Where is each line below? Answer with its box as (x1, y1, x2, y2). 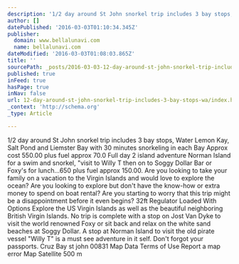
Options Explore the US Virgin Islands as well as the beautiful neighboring (7, 204, 223, 213)
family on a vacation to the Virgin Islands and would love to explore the (7, 173, 215, 182)
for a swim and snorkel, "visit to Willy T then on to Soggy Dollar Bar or (7, 158, 212, 167)
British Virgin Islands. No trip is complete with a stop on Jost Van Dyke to (7, 211, 221, 220)
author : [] (7, 17, 40, 24)
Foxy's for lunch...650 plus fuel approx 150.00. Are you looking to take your (7, 166, 228, 175)
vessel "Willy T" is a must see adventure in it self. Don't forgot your (7, 234, 204, 243)
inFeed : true (7, 76, 46, 84)
